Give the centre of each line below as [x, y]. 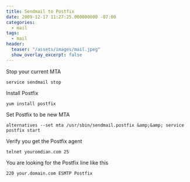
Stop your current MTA [34, 71]
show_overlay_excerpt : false [47, 55]
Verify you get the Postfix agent [44, 141]
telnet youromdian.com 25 [37, 152]
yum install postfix [31, 104]
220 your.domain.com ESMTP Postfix [49, 173]
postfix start [23, 130]
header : [15, 44]
